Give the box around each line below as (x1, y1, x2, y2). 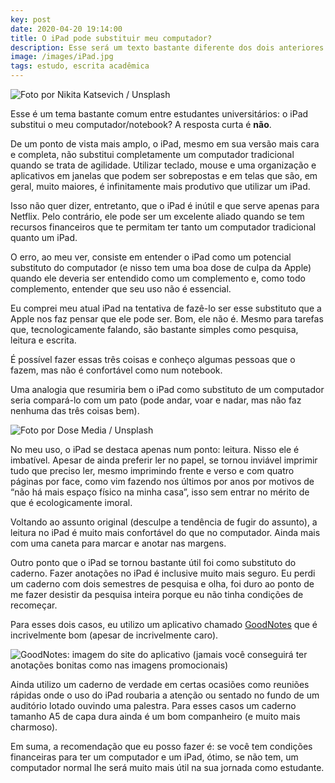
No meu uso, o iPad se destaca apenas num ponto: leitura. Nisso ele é (10, 444, 300, 455)
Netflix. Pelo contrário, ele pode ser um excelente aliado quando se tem (10, 211, 305, 222)
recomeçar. (10, 599, 58, 611)
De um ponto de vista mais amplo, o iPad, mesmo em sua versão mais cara (10, 138, 320, 150)
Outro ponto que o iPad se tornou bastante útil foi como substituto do (10, 557, 297, 568)
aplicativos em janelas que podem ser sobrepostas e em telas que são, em (10, 170, 318, 181)
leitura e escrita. (10, 334, 77, 346)
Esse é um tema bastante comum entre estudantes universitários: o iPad (10, 108, 309, 120)
